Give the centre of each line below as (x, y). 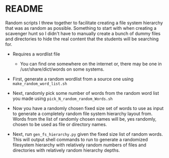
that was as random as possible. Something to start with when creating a (81, 28)
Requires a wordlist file (36, 54)
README (24, 9)
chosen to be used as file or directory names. (60, 124)
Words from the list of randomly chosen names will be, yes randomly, (84, 119)
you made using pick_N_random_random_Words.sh (63, 98)
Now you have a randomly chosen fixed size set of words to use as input (88, 108)
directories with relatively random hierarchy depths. (66, 150)
